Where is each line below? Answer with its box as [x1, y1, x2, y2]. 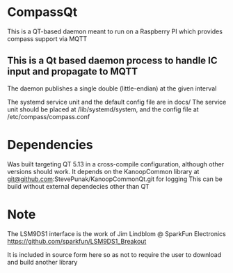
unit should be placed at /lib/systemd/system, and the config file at [7, 105, 200, 114]
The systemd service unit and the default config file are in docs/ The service [7, 97, 227, 106]
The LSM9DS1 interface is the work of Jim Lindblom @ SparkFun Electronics [7, 229, 226, 237]
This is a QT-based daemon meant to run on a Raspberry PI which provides [7, 27, 223, 36]
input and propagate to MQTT [7, 65, 138, 77]
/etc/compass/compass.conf [7, 112, 90, 120]
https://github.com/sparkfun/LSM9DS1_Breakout [7, 237, 147, 245]
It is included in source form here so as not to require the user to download [7, 250, 222, 258]
